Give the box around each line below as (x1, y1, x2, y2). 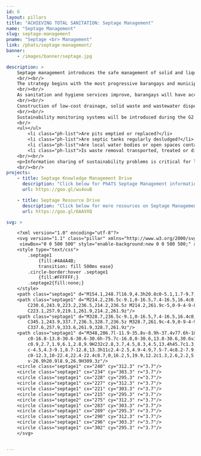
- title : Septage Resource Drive (17, 197, 100, 203)
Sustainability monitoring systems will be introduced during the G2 (17, 114, 194, 120)
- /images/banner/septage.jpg (17, 53, 93, 59)
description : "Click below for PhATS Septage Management (22, 181, 167, 187)
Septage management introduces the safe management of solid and (17, 69, 184, 75)
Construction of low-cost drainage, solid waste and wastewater (17, 103, 181, 109)
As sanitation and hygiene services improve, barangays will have (17, 92, 186, 98)
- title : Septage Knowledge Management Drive (17, 175, 133, 181)
